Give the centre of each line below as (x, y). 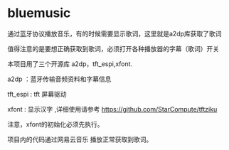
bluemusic (39, 13)
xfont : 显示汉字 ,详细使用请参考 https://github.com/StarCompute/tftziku (112, 109)
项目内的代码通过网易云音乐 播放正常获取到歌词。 (80, 139)
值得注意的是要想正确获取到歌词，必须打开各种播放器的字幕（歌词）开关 (113, 48)
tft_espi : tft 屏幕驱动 (37, 94)
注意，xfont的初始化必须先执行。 (55, 124)
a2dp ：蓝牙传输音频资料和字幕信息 (59, 79)
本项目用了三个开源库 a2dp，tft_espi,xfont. (70, 64)
